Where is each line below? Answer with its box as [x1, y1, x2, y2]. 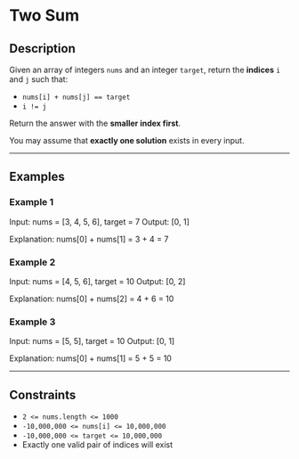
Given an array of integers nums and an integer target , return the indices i [9, 64, 280, 75]
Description [9, 41, 76, 56]
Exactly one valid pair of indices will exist [21, 439, 174, 450]
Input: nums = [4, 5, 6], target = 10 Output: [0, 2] [9, 275, 186, 286]
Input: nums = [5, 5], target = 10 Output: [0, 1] [9, 336, 175, 347]
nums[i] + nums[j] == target [21, 93, 131, 102]
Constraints [9, 387, 77, 402]
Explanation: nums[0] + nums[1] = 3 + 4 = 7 [9, 234, 169, 244]
